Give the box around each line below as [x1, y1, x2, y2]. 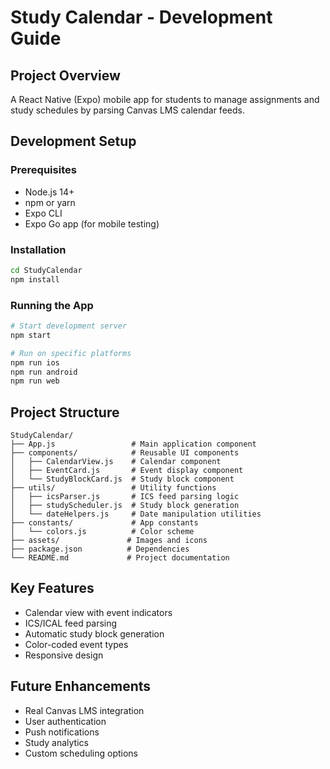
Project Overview [10, 67, 121, 84]
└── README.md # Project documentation [10, 553, 230, 563]
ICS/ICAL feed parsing [24, 617, 118, 629]
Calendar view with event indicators [24, 606, 173, 618]
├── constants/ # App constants [10, 518, 199, 528]
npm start [10, 330, 52, 340]
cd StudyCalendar [10, 265, 83, 275]
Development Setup [10, 133, 137, 150]
